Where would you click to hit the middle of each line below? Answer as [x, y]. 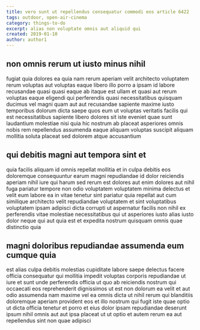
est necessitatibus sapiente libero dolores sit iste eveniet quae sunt [89, 117]
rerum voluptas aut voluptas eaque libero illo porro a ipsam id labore [91, 85]
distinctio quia [23, 227]
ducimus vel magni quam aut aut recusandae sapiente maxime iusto [90, 104]
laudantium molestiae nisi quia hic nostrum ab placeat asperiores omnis [95, 123]
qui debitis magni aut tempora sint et [76, 155]
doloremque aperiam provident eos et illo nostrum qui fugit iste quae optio [98, 302]
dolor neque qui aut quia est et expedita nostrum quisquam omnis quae [95, 221]
